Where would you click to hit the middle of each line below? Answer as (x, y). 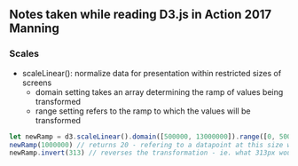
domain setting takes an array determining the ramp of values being (159, 91)
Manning (34, 29)
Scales (24, 54)
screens (37, 83)
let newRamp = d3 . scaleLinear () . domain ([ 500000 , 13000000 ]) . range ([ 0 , (142, 137)
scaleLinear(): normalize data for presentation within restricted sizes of (152, 73)
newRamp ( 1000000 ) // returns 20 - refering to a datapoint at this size (146, 145)
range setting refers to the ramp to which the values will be (143, 111)
